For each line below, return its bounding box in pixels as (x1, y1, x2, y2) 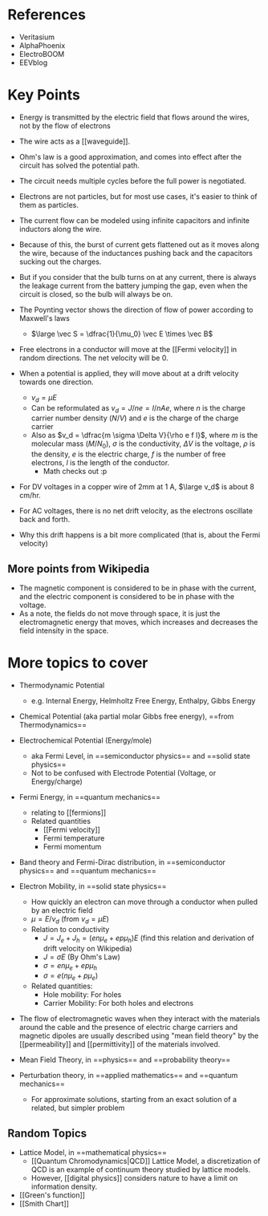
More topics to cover (7, 654, 148, 672)
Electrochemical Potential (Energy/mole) (18, 736, 152, 745)
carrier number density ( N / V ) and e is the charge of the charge (30, 413, 239, 423)
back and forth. (18, 515, 71, 525)
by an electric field (30, 906, 93, 915)
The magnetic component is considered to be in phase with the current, (18, 583, 257, 593)
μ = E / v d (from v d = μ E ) (30, 914, 110, 926)
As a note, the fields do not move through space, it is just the (18, 609, 221, 618)
